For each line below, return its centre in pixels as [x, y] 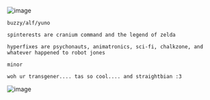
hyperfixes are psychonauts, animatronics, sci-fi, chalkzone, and [105, 47]
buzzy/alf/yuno [29, 23]
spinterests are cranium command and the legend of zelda [91, 35]
